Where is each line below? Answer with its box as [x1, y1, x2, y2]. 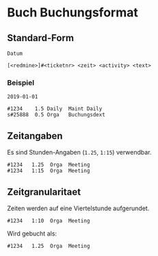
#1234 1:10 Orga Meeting [7, 217, 90, 224]
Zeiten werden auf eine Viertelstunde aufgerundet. [7, 204, 150, 212]
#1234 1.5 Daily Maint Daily [7, 105, 103, 112]
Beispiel [7, 77, 35, 87]
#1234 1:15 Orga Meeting [7, 168, 90, 175]
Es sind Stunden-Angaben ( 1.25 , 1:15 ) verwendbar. [7, 149, 152, 157]
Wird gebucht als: [7, 229, 57, 238]
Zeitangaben [7, 130, 63, 142]
